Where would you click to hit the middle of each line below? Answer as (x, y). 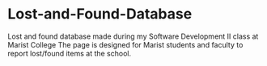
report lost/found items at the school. (70, 53)
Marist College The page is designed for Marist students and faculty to (125, 44)
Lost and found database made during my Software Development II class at (133, 36)
